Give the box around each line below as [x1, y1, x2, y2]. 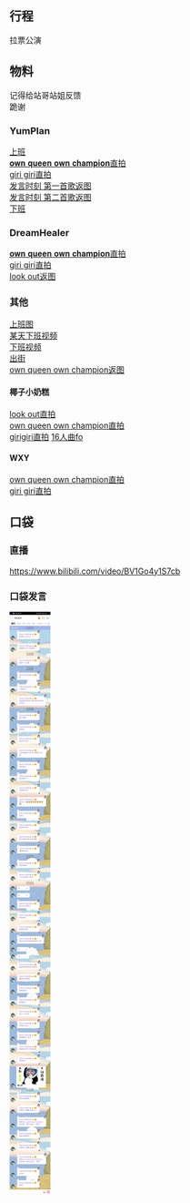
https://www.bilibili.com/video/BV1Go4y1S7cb [9, 566, 181, 576]
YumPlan [9, 124, 51, 137]
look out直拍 [9, 408, 56, 419]
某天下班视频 [9, 330, 57, 341]
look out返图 [9, 271, 56, 282]
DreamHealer [9, 226, 70, 239]
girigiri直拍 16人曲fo [9, 431, 84, 442]
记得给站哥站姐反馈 [9, 89, 82, 100]
